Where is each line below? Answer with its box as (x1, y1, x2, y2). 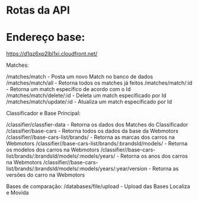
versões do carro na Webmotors (6, 171, 85, 179)
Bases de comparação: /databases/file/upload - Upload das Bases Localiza (6, 183, 191, 190)
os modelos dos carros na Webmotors (6, 146, 100, 154)
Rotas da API (6, 4, 70, 17)
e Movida (6, 189, 29, 196)
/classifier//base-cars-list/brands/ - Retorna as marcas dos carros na (6, 134, 175, 141)
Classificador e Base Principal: (6, 110, 81, 117)
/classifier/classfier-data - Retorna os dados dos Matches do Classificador (6, 121, 189, 128)
